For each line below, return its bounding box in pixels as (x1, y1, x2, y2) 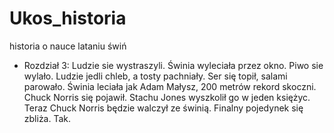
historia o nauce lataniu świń (9, 40, 127, 52)
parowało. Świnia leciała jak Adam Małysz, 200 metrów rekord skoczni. (23, 80, 317, 92)
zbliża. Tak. (23, 112, 72, 124)
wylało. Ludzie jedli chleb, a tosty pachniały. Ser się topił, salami (23, 70, 288, 82)
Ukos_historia (9, 7, 127, 30)
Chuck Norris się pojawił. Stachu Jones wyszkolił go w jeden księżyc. (23, 91, 311, 103)
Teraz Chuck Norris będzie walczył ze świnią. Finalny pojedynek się (23, 102, 304, 114)
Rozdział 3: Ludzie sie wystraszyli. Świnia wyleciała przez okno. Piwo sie (23, 59, 324, 71)
